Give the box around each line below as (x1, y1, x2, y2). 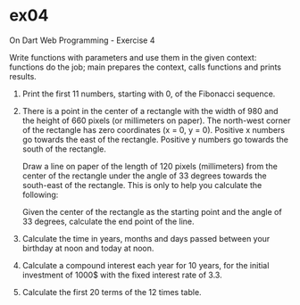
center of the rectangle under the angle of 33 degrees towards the (21, 170, 267, 181)
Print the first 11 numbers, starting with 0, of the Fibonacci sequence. (21, 88, 276, 99)
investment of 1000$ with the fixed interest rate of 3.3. (21, 269, 222, 280)
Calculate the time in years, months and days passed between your (21, 233, 271, 243)
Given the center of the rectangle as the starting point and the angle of (21, 206, 283, 217)
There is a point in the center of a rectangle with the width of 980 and (21, 105, 279, 116)
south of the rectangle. (21, 144, 107, 154)
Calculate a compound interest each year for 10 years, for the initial (21, 260, 270, 270)
